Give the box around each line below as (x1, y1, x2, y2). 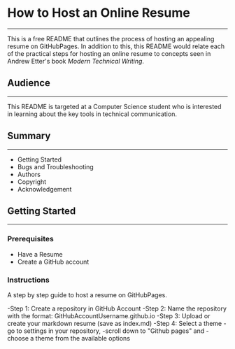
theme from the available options (35, 334, 131, 342)
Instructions (7, 275, 50, 285)
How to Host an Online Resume (7, 5, 190, 21)
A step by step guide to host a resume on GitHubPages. (7, 290, 168, 299)
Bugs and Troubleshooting (17, 162, 94, 171)
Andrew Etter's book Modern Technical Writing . (7, 57, 145, 65)
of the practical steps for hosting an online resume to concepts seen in (7, 49, 211, 57)
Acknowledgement (17, 185, 72, 193)
